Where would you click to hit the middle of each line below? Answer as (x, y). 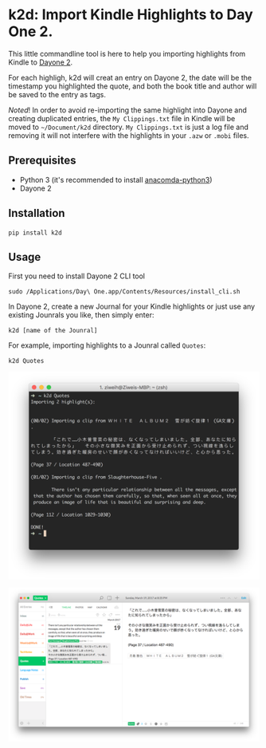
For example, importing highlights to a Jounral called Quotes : (107, 345)
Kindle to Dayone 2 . (41, 62)
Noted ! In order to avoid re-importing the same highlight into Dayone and (127, 110)
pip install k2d (35, 233)
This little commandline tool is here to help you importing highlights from (127, 53)
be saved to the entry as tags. (57, 94)
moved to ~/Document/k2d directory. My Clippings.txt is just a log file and (128, 127)
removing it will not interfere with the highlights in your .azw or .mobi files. (129, 135)
